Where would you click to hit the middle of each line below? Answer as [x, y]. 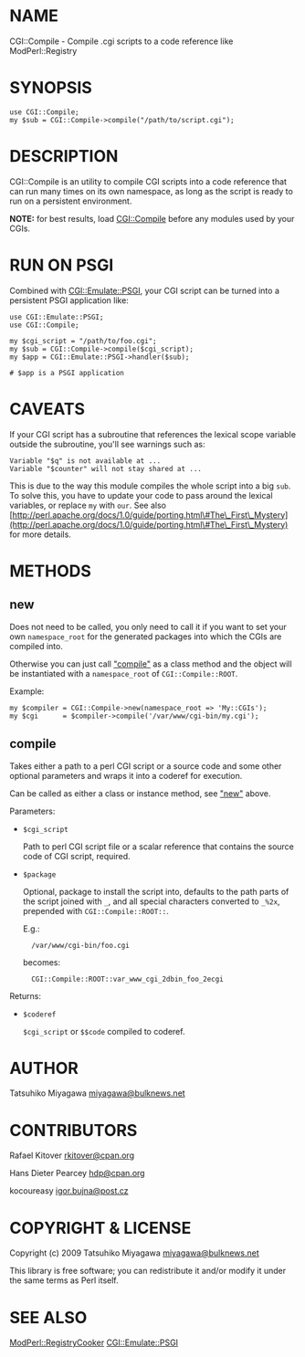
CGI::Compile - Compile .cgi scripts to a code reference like [121, 41]
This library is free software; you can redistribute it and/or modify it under [148, 1271]
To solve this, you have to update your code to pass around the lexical [141, 495]
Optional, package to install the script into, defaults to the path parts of [156, 891]
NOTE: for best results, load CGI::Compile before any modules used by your [152, 218]
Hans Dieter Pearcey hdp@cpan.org [77, 1173]
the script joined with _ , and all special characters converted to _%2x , [151, 901]
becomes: [42, 962]
